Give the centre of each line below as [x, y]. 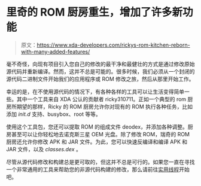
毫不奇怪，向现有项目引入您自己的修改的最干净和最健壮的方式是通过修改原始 [100, 64]
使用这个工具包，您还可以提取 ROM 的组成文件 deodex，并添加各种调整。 [97, 127]
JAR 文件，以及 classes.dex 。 [44, 149]
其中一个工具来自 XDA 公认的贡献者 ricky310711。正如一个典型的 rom [101, 99]
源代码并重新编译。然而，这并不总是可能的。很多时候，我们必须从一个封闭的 [100, 71]
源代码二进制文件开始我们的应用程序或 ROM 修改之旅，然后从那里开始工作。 [100, 79]
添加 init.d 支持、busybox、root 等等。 [54, 114]
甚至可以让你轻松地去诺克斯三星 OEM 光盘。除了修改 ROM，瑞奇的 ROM [100, 134]
